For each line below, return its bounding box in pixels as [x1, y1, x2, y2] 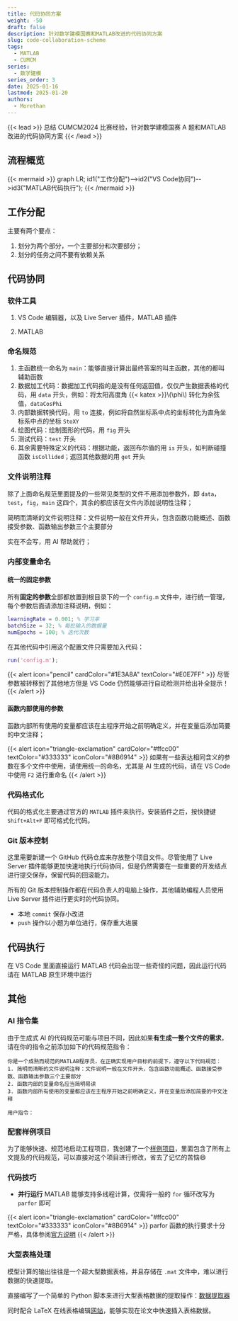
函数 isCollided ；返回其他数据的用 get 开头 [17, 453, 145, 461]
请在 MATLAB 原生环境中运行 [7, 970, 92, 979]
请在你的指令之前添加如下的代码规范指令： [7, 1042, 132, 1050]
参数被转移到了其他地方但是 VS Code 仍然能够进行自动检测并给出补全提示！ [7, 679, 229, 688]
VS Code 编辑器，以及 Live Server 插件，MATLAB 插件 [17, 313, 178, 322]
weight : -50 [7, 17, 42, 24]
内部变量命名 [7, 557, 52, 567]
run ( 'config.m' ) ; [7, 657, 59, 664]
